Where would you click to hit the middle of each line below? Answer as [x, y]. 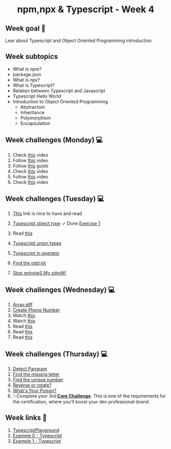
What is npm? [27, 69]
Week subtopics [32, 57]
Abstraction [32, 107]
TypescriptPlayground [36, 430]
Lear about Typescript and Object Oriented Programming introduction [78, 40]
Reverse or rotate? [32, 385]
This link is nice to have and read [47, 214]
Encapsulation [35, 123]
